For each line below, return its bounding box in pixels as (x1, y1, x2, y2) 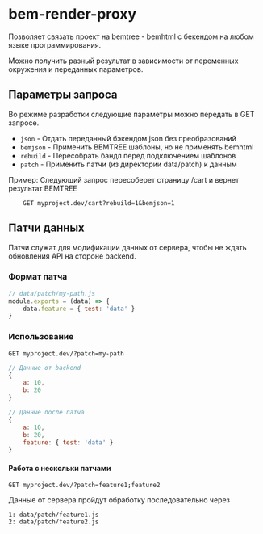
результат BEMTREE (8, 183, 78, 193)
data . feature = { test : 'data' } (23, 305, 136, 313)
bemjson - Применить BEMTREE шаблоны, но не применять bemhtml (19, 142, 254, 152)
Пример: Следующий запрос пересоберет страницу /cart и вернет (8, 174, 240, 184)
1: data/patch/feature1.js (8, 511, 99, 519)
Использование (8, 331, 74, 343)
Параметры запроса (8, 88, 118, 102)
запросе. (8, 118, 40, 128)
